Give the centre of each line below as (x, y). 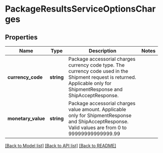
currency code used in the (98, 71)
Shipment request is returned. (102, 77)
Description (103, 51)
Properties (21, 37)
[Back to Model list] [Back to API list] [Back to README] (61, 146)
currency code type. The (97, 65)
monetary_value (26, 119)
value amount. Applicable (97, 109)
